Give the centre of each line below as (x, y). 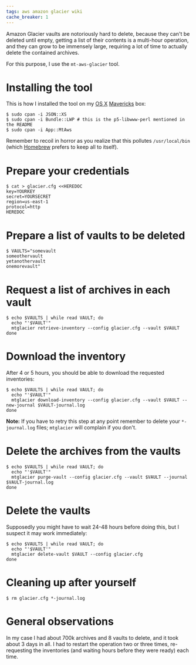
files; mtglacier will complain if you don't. (86, 428)
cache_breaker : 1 (27, 17)
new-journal (21, 405)
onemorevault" (23, 267)
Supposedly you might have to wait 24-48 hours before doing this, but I (92, 527)
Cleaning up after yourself (71, 583)
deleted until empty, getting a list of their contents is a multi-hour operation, (97, 40)
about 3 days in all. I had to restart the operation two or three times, (87, 644)
